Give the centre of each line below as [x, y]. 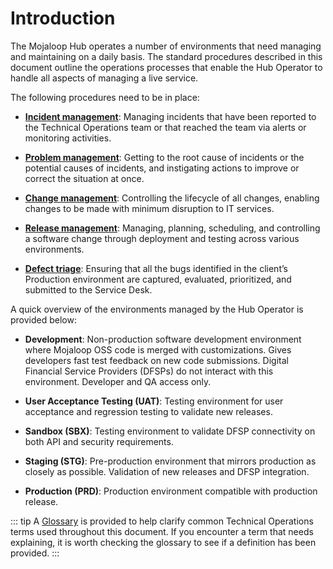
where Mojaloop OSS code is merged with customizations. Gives [158, 349]
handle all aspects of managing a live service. [104, 78]
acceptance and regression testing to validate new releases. [148, 411]
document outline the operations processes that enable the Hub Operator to [166, 67]
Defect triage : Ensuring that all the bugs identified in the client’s [156, 268]
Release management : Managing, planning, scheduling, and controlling [172, 228]
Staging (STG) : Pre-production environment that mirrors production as [170, 461]
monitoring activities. [68, 138]
